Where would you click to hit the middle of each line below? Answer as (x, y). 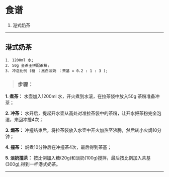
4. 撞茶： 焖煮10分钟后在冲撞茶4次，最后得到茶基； (59, 147)
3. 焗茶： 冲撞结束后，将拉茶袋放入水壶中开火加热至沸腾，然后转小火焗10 (81, 130)
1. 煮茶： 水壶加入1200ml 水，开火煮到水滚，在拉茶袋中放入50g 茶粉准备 (80, 97)
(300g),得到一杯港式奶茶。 (33, 164)
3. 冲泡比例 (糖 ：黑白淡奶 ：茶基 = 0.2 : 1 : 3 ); (57, 71)
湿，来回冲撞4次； (24, 120)
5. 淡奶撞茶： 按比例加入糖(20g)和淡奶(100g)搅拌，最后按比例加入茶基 (78, 158)
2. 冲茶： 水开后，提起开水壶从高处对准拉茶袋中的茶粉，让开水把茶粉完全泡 (83, 113)
